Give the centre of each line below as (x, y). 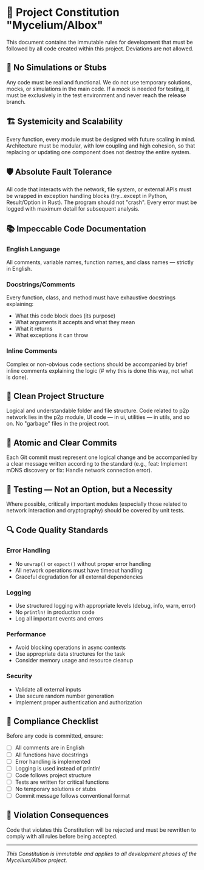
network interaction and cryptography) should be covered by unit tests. (96, 511)
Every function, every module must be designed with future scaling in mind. (101, 139)
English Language (33, 249)
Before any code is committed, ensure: (55, 736)
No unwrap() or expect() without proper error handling (83, 563)
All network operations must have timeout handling (79, 570)
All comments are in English (50, 748)
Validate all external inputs (48, 689)
